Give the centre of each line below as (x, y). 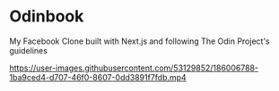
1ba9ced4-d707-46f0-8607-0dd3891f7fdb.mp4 (98, 77)
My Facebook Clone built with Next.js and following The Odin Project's (140, 41)
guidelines (28, 50)
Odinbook (47, 17)
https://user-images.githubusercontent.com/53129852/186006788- (134, 68)
